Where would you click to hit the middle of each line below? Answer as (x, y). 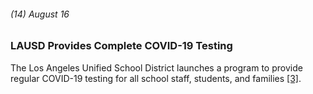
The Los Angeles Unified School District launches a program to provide (156, 67)
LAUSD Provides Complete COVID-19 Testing (121, 46)
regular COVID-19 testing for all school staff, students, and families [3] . (156, 78)
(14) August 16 (40, 14)
